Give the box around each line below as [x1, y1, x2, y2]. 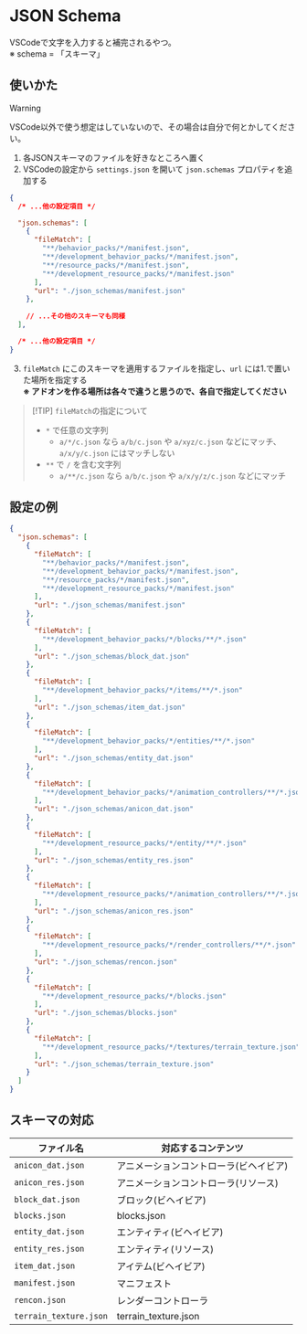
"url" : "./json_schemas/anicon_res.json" [33, 906, 195, 916]
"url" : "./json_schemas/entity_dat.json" [33, 754, 195, 763]
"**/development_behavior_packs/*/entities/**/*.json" [42, 736, 256, 746]
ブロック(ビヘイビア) [116, 1193, 207, 1206]
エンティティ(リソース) [116, 1243, 215, 1255]
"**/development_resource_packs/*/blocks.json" [42, 991, 227, 1000]
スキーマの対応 [9, 1112, 94, 1128]
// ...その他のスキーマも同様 [26, 312, 126, 321]
